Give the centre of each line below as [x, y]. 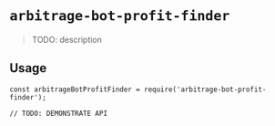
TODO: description [67, 39]
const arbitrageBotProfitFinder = [75, 89]
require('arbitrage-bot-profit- [205, 89]
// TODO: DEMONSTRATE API [58, 113]
